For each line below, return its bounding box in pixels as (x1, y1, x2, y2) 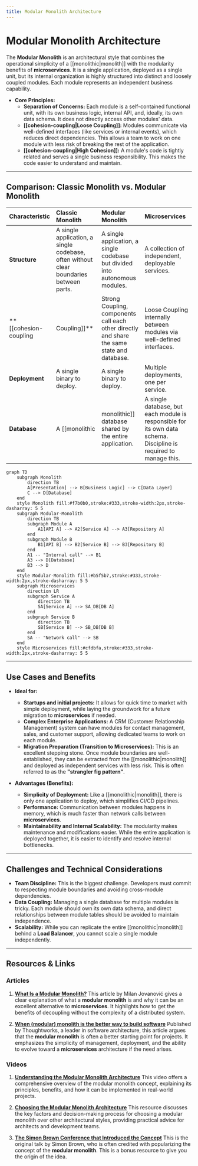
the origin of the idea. (14, 1153, 67, 1160)
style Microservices (16, 645, 67, 651)
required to (144, 447, 175, 455)
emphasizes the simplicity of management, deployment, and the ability (14, 1039, 187, 1046)
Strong (101, 295, 120, 303)
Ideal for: (14, 688, 38, 695)
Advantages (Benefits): (14, 780, 74, 787)
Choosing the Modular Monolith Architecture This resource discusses (14, 1103, 187, 1111)
